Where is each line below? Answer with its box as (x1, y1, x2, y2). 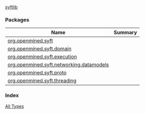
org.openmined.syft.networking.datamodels (7, 61, 109, 68)
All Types (5, 103, 24, 109)
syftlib (5, 4, 18, 10)
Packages (5, 16, 30, 23)
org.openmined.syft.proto (7, 69, 67, 76)
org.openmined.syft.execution (7, 54, 77, 60)
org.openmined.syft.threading (7, 77, 76, 84)
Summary (113, 29, 137, 36)
